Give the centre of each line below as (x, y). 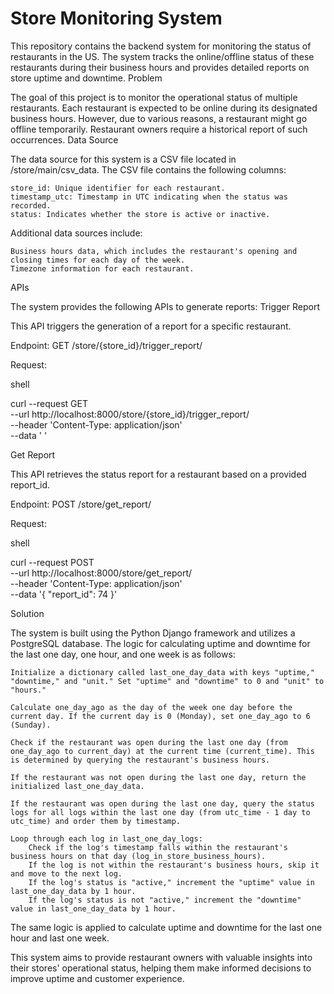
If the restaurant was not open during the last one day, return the (158, 777)
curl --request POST (52, 562)
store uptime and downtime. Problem (86, 78)
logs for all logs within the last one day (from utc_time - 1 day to (160, 812)
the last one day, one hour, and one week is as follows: (123, 654)
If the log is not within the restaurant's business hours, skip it (174, 865)
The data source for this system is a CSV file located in (123, 159)
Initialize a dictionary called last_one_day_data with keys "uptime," (162, 672)
